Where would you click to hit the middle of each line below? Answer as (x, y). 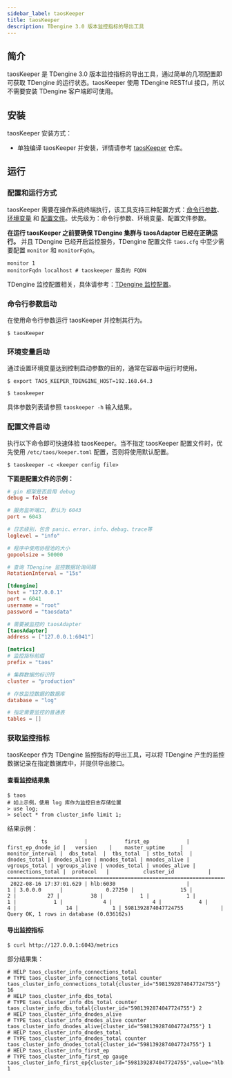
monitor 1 (21, 263)
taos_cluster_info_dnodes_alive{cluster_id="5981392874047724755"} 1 (109, 1026)
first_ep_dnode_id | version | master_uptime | (96, 847)
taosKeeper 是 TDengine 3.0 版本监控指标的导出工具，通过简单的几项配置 (112, 74)
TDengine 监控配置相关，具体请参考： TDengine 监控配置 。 (91, 284)
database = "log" (32, 700)
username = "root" (33, 605)
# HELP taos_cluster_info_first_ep (58, 1050)
